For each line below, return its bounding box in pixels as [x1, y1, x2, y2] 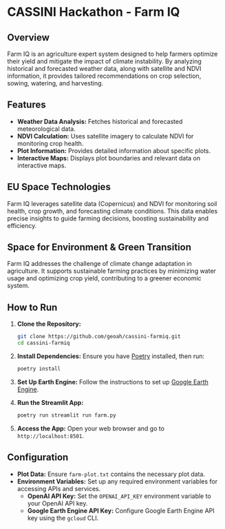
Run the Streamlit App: [17, 398, 84, 406]
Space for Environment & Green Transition [7, 242, 191, 253]
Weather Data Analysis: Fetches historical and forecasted [17, 117, 183, 125]
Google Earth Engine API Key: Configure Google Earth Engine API [27, 506, 215, 515]
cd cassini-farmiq [17, 340, 70, 346]
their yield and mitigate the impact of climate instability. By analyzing [7, 57, 202, 65]
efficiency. [7, 221, 37, 229]
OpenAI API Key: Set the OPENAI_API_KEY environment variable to [27, 492, 211, 500]
